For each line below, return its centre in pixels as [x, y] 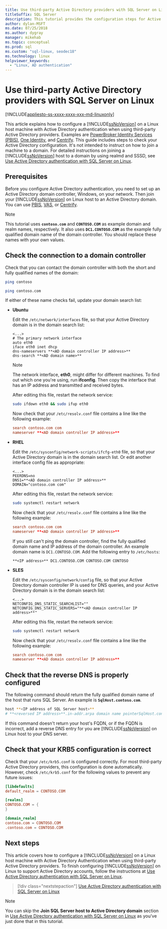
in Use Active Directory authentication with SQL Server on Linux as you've [81, 916]
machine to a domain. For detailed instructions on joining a [65, 150]
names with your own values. [35, 240]
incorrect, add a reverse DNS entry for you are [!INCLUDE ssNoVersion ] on [81, 728]
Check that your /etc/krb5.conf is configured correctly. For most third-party [83, 761]
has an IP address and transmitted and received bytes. [68, 385]
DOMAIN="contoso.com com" [39, 485]
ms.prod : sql [19, 47]
